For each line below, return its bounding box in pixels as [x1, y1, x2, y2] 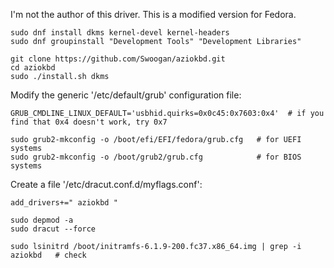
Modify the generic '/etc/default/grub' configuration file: [10, 89, 242, 101]
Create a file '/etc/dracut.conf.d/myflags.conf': [10, 179, 203, 190]
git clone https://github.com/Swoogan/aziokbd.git [10, 54, 226, 64]
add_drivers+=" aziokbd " [10, 198, 118, 208]
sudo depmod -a [10, 215, 74, 225]
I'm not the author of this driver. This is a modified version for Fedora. [10, 9, 297, 20]
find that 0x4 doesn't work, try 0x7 [10, 117, 168, 127]
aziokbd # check [10, 250, 87, 260]
